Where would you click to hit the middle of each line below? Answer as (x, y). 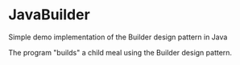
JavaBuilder (49, 15)
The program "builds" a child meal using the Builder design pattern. (120, 52)
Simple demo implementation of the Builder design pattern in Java (118, 37)
